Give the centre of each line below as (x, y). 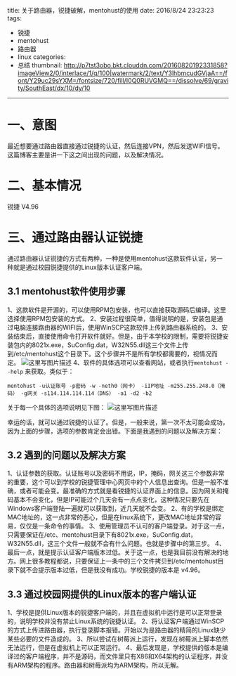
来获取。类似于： (49, 371)
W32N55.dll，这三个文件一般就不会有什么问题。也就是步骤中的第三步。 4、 (117, 544)
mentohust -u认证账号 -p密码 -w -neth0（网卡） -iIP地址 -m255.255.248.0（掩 (116, 386)
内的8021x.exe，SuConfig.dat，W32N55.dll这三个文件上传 (104, 345)
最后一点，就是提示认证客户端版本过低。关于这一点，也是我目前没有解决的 (115, 552)
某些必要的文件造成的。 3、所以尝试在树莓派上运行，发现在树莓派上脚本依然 (118, 639)
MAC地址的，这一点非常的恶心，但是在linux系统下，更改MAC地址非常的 (111, 517)
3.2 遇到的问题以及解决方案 (67, 455)
